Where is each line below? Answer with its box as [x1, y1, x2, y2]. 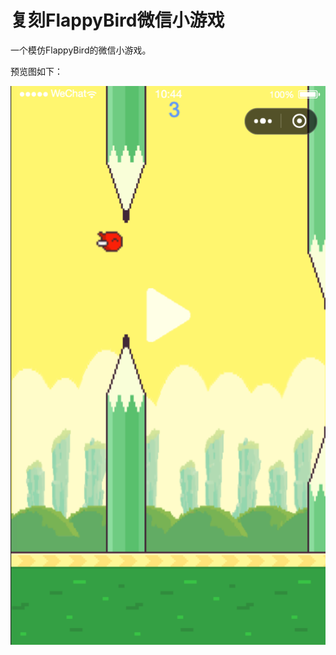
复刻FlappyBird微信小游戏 [10, 9, 225, 32]
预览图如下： [10, 65, 63, 77]
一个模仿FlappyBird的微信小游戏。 [10, 44, 152, 56]
